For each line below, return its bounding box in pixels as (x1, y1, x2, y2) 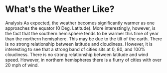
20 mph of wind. (5, 62, 39, 68)
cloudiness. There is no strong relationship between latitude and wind (5, 51, 149, 58)
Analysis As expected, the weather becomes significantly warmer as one (5, 20, 155, 26)
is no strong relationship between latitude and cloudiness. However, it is (5, 41, 153, 47)
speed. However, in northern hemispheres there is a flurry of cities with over (5, 57, 162, 63)
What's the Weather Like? (5, 3, 115, 15)
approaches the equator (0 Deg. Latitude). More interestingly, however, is (5, 25, 156, 31)
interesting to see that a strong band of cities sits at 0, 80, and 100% (5, 46, 146, 52)
